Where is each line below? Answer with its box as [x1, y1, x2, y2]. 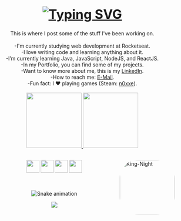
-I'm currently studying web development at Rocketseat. [14, 42, 150, 49]
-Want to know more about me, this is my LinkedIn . [21, 68, 144, 75]
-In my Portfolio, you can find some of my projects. [21, 61, 144, 68]
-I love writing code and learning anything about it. [21, 49, 144, 56]
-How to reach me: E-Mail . [50, 73, 115, 81]
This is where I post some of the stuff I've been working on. [10, 30, 155, 37]
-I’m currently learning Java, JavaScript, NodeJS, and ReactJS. [6, 55, 159, 62]
